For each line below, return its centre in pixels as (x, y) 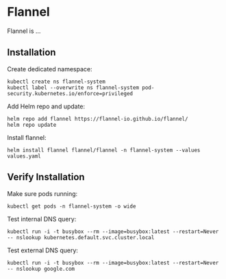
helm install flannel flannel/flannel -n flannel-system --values (104, 150)
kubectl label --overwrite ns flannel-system (73, 87)
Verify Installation (46, 177)
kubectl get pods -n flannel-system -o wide (72, 206)
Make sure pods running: (42, 193)
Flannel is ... (24, 31)
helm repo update (32, 125)
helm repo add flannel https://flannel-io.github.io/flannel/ (98, 119)
